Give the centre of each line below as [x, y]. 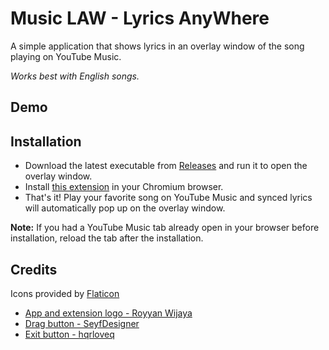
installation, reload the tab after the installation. [107, 238]
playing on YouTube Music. [66, 56]
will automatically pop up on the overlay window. [125, 208]
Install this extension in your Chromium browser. [124, 187]
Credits [34, 269]
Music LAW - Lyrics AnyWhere [140, 18]
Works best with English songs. [75, 76]
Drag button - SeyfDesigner [82, 323]
